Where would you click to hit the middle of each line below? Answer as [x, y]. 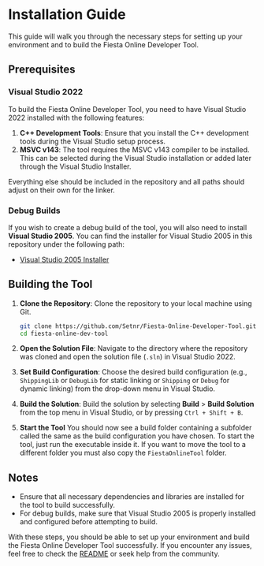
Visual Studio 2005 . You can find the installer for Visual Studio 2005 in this [130, 236]
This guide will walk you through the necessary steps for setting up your [125, 36]
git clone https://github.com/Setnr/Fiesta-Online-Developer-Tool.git [138, 326]
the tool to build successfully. [67, 505]
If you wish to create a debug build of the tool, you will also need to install [128, 227]
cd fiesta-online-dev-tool [64, 333]
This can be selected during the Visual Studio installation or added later [136, 158]
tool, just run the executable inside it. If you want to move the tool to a [133, 445]
